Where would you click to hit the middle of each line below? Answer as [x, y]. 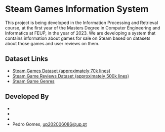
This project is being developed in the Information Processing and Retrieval [82, 23]
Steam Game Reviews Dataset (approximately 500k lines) [71, 76]
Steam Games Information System [77, 9]
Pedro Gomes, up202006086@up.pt [50, 124]
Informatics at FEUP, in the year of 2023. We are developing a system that [80, 33]
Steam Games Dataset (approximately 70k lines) [61, 71]
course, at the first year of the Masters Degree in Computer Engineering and [83, 27]
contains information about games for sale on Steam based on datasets [78, 38]
